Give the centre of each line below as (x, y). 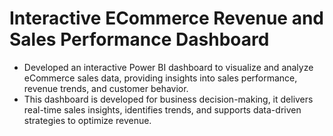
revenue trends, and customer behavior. (106, 88)
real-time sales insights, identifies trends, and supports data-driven (162, 109)
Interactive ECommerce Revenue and (167, 18)
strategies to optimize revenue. (87, 120)
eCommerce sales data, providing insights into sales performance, (160, 78)
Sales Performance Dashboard (139, 39)
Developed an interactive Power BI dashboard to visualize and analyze (168, 67)
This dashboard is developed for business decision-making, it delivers (168, 99)
